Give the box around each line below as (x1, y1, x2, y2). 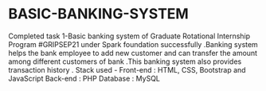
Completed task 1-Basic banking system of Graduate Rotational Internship (8, 31, 251, 41)
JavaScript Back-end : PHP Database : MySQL (8, 73, 161, 83)
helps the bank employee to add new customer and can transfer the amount (8, 48, 257, 57)
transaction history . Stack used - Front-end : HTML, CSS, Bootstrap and (8, 65, 246, 74)
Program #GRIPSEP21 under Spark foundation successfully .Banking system (8, 39, 259, 49)
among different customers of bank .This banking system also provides (8, 57, 242, 66)
